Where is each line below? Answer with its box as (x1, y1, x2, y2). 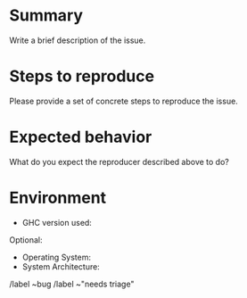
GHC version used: (21, 217, 92, 228)
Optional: (9, 234, 43, 245)
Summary (9, 5, 83, 26)
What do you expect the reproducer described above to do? (9, 156, 229, 167)
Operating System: (21, 252, 92, 262)
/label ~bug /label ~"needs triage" (9, 278, 135, 289)
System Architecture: (21, 261, 100, 272)
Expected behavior (9, 127, 152, 147)
